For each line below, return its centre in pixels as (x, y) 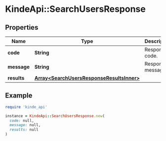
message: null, (25, 125)
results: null (24, 130)
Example (19, 96)
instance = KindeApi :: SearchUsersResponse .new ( (55, 116)
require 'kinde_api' (26, 107)
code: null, (22, 120)
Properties (22, 27)
